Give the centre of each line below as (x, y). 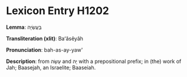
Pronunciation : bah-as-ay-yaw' (45, 50)
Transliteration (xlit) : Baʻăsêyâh (45, 38)
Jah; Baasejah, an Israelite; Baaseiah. (51, 67)
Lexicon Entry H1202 (58, 11)
